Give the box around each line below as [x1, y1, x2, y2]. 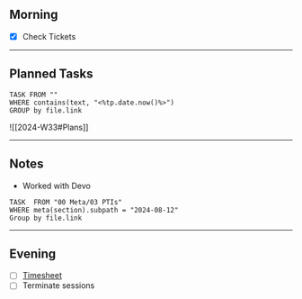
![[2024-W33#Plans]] [9, 122, 89, 132]
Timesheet [22, 270, 63, 281]
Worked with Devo [22, 180, 92, 191]
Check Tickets [22, 31, 76, 41]
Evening [9, 246, 57, 261]
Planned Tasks [9, 67, 93, 82]
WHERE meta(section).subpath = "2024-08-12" [9, 205, 179, 214]
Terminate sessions [22, 280, 95, 291]
